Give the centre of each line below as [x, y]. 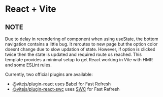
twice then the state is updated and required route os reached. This [73, 54]
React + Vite [31, 9]
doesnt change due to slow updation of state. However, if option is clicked [80, 49]
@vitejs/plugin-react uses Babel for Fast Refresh [62, 84]
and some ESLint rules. [28, 65]
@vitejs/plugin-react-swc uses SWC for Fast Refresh [66, 89]
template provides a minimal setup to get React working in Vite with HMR [79, 60]
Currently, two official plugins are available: [49, 74]
